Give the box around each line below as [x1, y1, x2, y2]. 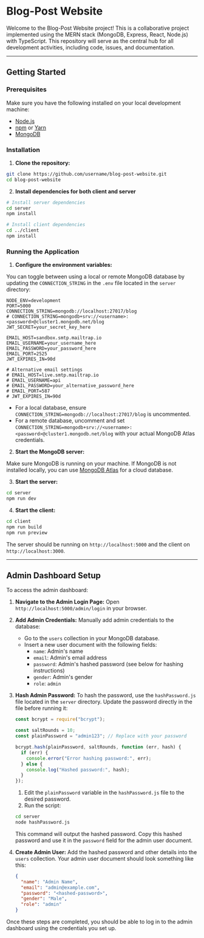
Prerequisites [6, 85, 47, 94]
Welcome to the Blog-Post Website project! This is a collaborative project [6, 24, 189, 32]
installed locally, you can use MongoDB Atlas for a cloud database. [6, 466, 173, 474]
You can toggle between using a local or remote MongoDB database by [6, 273, 185, 280]
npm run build [6, 524, 42, 530]
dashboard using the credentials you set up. [6, 925, 117, 932]
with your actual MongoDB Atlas [114, 430, 195, 437]
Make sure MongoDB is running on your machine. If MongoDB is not [6, 460, 177, 467]
